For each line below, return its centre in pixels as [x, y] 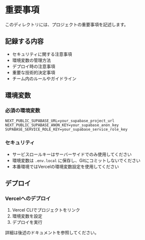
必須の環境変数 [23, 110]
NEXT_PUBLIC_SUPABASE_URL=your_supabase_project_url [60, 121]
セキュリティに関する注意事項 [42, 54]
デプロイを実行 [27, 222]
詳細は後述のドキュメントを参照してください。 [52, 233]
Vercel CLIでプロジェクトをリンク [46, 210]
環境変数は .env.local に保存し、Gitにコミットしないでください [76, 160]
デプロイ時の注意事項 [33, 66]
